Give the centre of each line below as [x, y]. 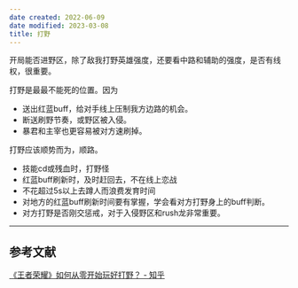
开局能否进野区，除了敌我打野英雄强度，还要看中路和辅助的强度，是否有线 [145, 60]
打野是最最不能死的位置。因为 [63, 90]
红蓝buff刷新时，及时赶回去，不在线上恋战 [99, 180]
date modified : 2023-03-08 [59, 26]
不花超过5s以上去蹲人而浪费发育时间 [89, 191]
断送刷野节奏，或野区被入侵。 [76, 120]
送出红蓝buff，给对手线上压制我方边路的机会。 [107, 109]
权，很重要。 [32, 71]
